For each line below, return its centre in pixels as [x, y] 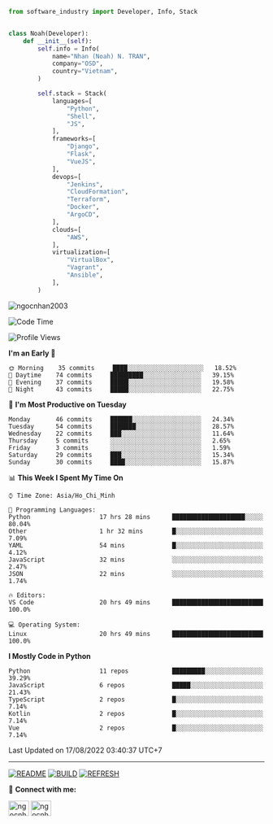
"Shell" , [81, 116]
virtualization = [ [81, 252]
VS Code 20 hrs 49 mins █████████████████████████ [136, 602]
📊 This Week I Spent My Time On [66, 477]
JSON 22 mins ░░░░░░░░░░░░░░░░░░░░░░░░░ [136, 573]
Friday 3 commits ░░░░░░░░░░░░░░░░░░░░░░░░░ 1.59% [119, 447]
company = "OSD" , [78, 64]
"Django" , [83, 146]
